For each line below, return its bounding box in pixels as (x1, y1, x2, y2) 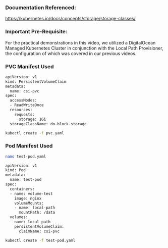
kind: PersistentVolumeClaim (5, 79, 67, 84)
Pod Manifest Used (5, 142, 53, 150)
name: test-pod (10, 177, 42, 182)
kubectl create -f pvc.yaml (5, 130, 65, 135)
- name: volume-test (10, 191, 53, 196)
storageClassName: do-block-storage (10, 121, 87, 126)
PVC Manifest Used (5, 63, 54, 70)
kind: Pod (5, 168, 26, 173)
